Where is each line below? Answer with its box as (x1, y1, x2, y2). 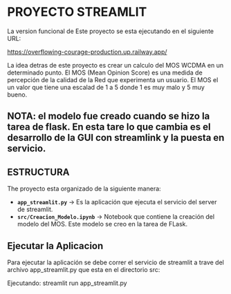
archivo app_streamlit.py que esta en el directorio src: (7, 265, 160, 273)
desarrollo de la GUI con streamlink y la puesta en (7, 132, 225, 144)
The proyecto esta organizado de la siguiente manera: (7, 184, 161, 193)
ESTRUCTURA (7, 166, 70, 178)
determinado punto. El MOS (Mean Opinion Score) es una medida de (7, 68, 203, 77)
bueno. (7, 90, 28, 99)
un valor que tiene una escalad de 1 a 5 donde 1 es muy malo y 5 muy (7, 83, 205, 91)
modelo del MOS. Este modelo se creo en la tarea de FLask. (17, 220, 188, 228)
